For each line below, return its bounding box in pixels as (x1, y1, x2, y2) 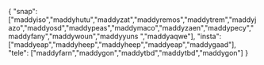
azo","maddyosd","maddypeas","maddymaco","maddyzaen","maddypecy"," (8, 23, 254, 32)
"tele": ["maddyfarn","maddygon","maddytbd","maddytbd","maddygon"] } (8, 49, 248, 57)
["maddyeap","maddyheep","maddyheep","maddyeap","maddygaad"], (8, 40, 236, 49)
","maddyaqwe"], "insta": (140, 31, 222, 41)
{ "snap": (8, 7, 38, 16)
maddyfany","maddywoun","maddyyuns (8, 31, 139, 41)
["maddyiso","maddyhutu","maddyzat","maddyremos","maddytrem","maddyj (8, 15, 257, 24)
